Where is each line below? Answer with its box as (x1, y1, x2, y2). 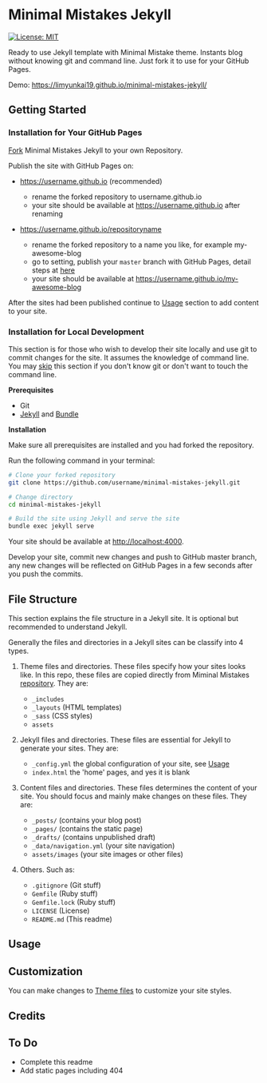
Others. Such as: (19, 865, 75, 874)
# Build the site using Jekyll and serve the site (8, 515, 180, 523)
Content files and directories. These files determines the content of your (19, 782, 257, 792)
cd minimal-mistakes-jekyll (8, 500, 102, 508)
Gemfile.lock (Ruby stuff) (31, 897, 116, 906)
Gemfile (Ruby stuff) (31, 889, 98, 898)
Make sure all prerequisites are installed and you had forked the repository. (8, 440, 255, 449)
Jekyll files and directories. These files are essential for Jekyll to (19, 735, 231, 744)
